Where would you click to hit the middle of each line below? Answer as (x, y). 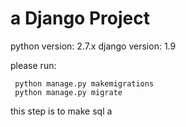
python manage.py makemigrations (84, 83)
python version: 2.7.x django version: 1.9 (93, 46)
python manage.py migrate (68, 92)
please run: (33, 65)
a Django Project (80, 18)
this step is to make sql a (61, 111)
